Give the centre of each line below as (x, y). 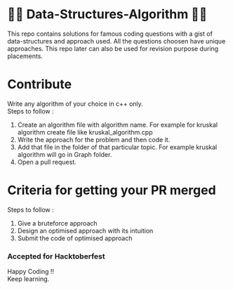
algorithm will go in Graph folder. (65, 154)
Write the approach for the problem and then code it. (94, 139)
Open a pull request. (47, 162)
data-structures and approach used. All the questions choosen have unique (116, 41)
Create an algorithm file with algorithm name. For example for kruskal (118, 125)
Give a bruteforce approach (57, 223)
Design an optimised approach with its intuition (85, 230)
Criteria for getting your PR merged (112, 190)
